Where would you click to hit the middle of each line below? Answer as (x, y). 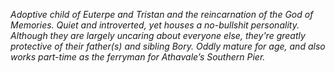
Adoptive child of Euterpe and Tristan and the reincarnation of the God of (162, 14)
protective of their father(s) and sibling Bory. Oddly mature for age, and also (168, 46)
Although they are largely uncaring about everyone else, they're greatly (158, 35)
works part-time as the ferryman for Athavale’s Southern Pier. (138, 57)
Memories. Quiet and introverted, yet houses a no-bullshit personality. (155, 25)
